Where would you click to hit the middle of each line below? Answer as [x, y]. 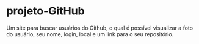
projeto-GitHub [45, 11]
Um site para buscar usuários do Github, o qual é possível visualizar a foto [100, 28]
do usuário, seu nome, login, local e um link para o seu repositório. [90, 34]
